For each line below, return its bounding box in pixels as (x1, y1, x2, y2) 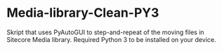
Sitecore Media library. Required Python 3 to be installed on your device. (6, 35, 216, 43)
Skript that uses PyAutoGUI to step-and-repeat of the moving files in (6, 28, 204, 36)
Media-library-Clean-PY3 (6, 5, 159, 21)
